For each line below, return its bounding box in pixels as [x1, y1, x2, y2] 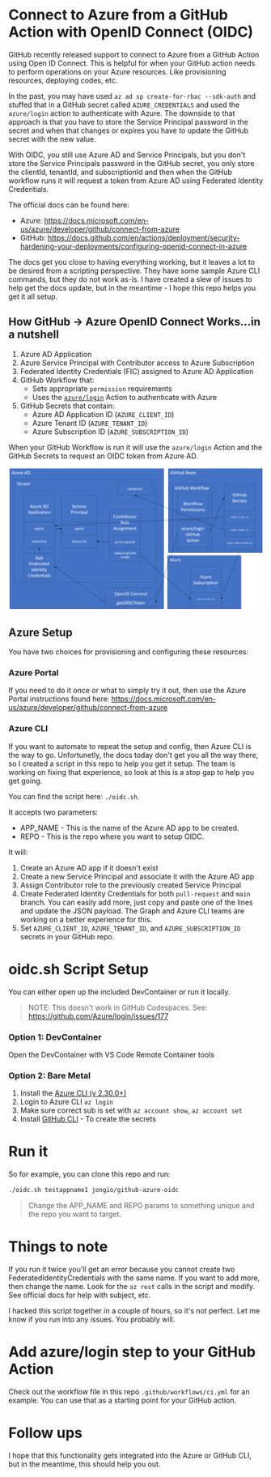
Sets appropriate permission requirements [32, 383, 172, 394]
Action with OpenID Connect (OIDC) [8, 23, 253, 41]
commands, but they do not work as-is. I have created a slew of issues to [8, 274, 252, 284]
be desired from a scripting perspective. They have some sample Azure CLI [8, 266, 260, 275]
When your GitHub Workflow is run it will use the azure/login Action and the [8, 442, 263, 452]
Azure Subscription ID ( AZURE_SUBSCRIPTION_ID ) [32, 427, 188, 436]
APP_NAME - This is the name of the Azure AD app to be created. [19, 823, 239, 832]
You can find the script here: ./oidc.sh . [8, 791, 140, 801]
